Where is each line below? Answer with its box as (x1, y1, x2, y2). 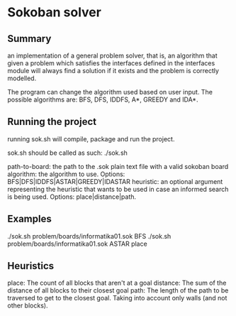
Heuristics (7, 260, 55, 272)
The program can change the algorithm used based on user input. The (7, 88, 213, 96)
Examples (7, 213, 52, 225)
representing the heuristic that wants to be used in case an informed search (7, 185, 229, 193)
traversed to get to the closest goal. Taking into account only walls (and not (7, 294, 227, 303)
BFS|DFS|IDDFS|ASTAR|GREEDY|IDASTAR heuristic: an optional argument (7, 177, 223, 185)
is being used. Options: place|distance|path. (7, 192, 137, 201)
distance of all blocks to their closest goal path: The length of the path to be (7, 286, 229, 295)
